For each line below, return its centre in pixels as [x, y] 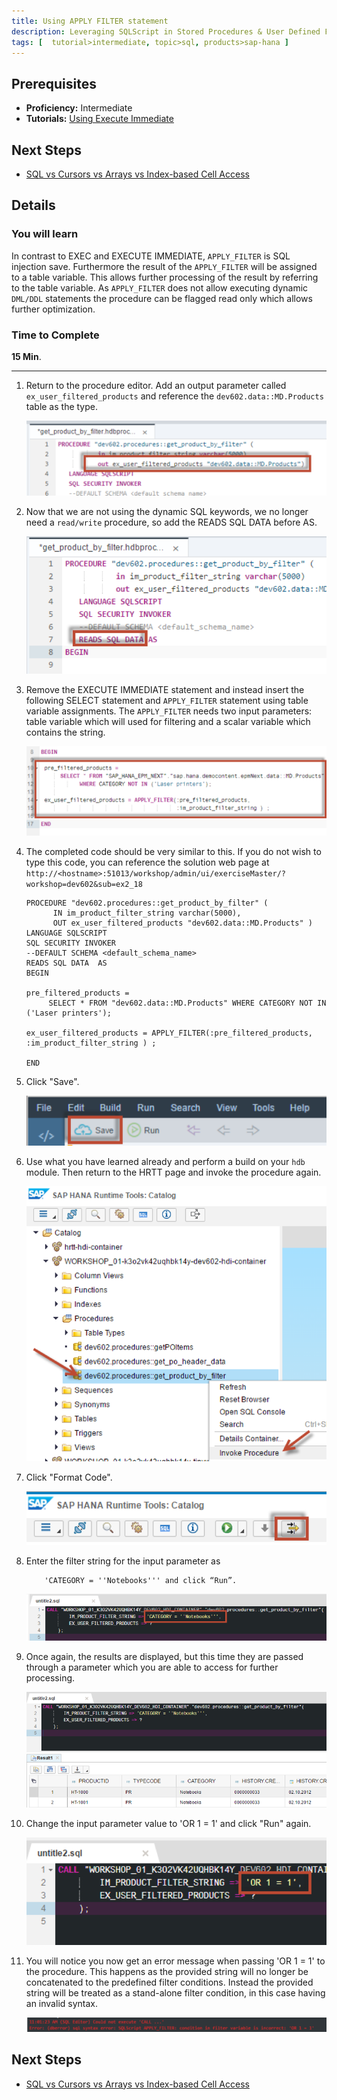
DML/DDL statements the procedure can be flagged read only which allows [162, 298]
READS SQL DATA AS [66, 963]
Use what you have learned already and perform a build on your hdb [165, 1161]
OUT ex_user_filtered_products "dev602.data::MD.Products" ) [182, 923]
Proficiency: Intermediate [79, 108]
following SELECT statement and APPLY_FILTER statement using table [167, 700]
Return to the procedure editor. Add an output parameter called [156, 385]
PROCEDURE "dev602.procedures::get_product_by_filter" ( [147, 903]
